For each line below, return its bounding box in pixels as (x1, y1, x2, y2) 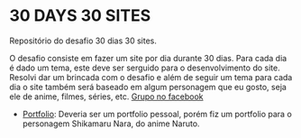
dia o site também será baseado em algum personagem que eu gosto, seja (9, 81, 287, 92)
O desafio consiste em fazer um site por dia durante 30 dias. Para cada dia (9, 52, 287, 63)
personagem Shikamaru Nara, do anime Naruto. (22, 118, 200, 129)
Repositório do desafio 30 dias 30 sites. (9, 35, 158, 46)
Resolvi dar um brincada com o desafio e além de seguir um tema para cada (9, 71, 293, 82)
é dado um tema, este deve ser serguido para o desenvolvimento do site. (9, 62, 281, 73)
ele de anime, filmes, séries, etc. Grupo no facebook (9, 91, 204, 102)
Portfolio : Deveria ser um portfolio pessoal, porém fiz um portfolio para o (22, 108, 293, 119)
